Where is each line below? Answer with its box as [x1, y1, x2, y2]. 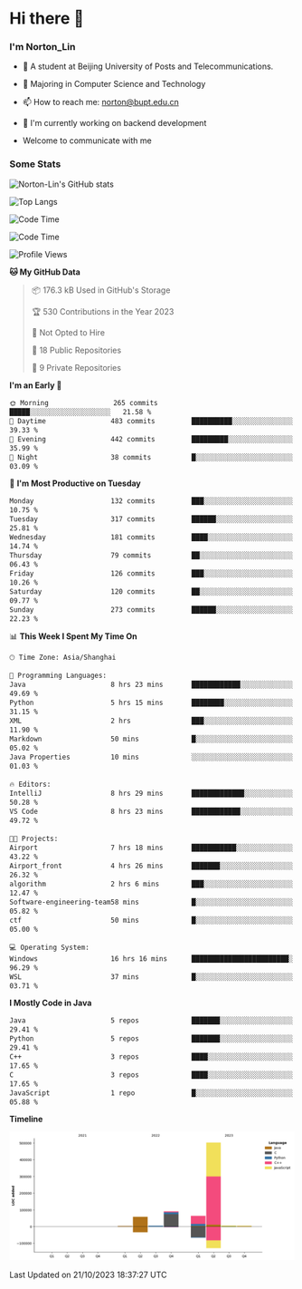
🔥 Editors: [9, 780, 52, 789]
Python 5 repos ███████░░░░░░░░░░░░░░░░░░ [9, 1033, 294, 1043]
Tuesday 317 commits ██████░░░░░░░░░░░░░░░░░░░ [9, 514, 294, 524]
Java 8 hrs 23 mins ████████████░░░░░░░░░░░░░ [9, 680, 294, 689]
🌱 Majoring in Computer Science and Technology [22, 79, 206, 90]
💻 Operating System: [9, 943, 90, 952]
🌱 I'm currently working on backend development [22, 118, 207, 129]
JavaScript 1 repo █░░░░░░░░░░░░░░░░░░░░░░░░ [9, 1088, 294, 1098]
